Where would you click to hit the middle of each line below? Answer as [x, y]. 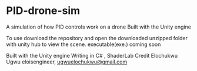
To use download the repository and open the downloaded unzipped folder [97, 38]
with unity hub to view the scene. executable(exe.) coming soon [84, 44]
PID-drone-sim [43, 11]
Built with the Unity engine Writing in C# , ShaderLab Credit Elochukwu [92, 55]
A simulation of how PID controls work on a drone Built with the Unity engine [98, 27]
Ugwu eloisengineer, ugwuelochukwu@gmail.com [67, 62]
